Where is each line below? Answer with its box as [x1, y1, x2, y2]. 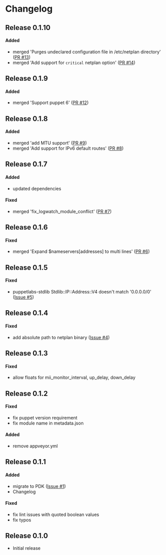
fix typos [12, 516, 31, 523]
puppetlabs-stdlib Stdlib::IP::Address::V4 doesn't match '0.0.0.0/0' [12, 288, 152, 295]
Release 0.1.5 [5, 263, 48, 272]
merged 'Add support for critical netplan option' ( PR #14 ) [12, 59, 136, 66]
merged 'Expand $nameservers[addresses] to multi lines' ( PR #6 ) [12, 248, 150, 254]
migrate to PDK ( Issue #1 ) [12, 483, 66, 489]
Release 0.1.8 [5, 114, 48, 123]
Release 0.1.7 [5, 160, 48, 169]
